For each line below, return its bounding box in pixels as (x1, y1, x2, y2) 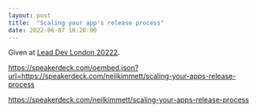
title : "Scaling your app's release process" (8, 19, 164, 27)
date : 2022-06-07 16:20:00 (8, 26, 97, 34)
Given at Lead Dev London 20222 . (8, 48, 120, 58)
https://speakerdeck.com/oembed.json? (8, 63, 139, 73)
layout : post (8, 11, 51, 20)
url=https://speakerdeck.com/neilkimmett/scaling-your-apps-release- (8, 72, 236, 81)
